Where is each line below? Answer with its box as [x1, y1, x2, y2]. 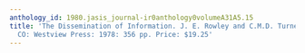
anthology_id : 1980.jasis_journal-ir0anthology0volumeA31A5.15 [9, 13, 254, 22]
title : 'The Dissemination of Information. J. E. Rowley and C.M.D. [9, 22, 274, 31]
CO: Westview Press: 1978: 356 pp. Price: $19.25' [17, 30, 213, 39]
